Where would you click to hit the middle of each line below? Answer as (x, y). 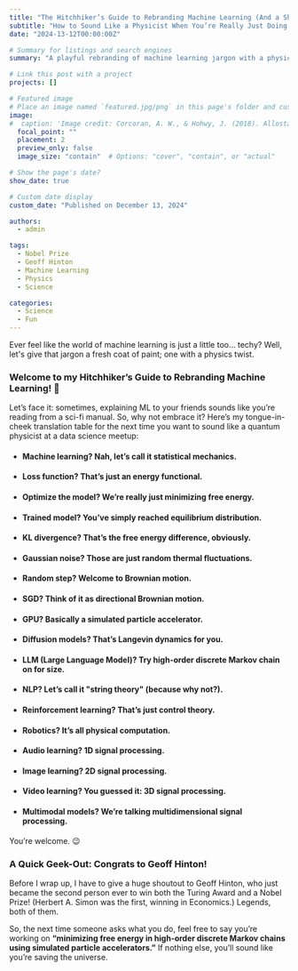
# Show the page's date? (55, 173)
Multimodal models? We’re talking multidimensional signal (132, 811)
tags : (19, 245)
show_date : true (39, 181)
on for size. (43, 669)
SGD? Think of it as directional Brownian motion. (113, 599)
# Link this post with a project (71, 75)
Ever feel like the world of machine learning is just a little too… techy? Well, (145, 345)
